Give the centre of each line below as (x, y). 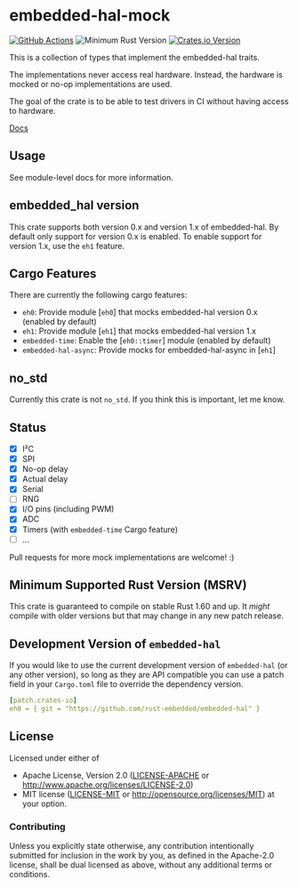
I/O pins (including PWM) (68, 509)
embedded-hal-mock (90, 16)
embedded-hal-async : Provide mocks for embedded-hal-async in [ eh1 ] (149, 350)
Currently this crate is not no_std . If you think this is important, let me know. (147, 399)
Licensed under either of (54, 758)
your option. (44, 803)
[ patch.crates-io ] (43, 701)
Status (28, 427)
